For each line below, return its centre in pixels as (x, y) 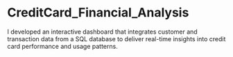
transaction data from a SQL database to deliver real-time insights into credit (116, 38)
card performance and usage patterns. (62, 46)
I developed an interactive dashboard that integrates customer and (102, 32)
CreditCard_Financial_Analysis (98, 13)
